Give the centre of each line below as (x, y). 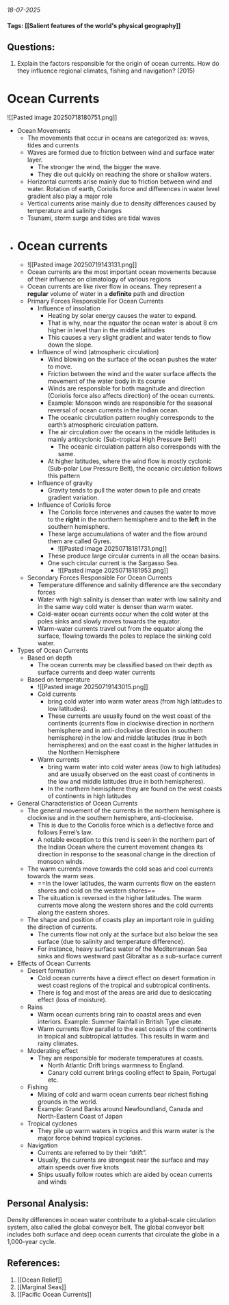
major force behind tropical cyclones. (90, 1138)
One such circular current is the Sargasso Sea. (113, 563)
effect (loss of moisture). (72, 1000)
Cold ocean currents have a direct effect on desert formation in (126, 978)
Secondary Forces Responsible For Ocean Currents (99, 577)
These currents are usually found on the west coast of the (129, 716)
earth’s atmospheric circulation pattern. (103, 425)
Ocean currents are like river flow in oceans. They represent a (114, 286)
